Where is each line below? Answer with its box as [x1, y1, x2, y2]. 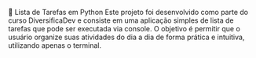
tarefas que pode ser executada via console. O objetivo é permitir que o [8, 24, 241, 33]
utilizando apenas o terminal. [8, 41, 102, 50]
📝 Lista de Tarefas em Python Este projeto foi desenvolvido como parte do [8, 8, 249, 16]
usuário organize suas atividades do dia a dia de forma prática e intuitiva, [8, 32, 245, 42]
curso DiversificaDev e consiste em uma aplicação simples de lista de [8, 16, 234, 25]
